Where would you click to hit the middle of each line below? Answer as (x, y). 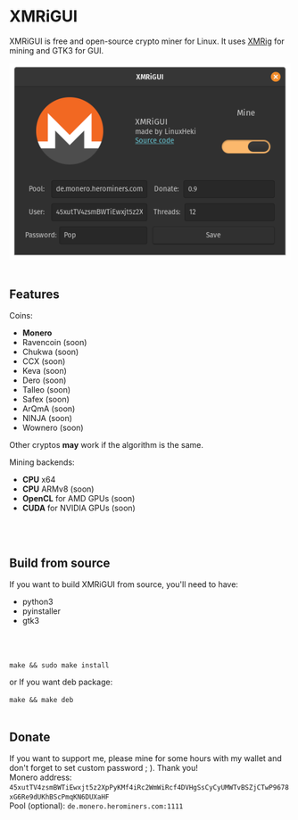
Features (34, 294)
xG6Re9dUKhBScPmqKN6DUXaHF (59, 797)
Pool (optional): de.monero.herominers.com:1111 (96, 806)
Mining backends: (42, 462)
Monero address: (41, 777)
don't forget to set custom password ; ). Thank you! (104, 767)
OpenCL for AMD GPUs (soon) (79, 499)
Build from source (60, 563)
